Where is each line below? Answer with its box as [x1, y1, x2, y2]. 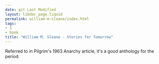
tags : [5, 21, 16, 26]
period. [5, 53, 20, 59]
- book [5, 30, 19, 35]
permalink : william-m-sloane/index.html [5, 16, 90, 21]
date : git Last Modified [5, 7, 56, 12]
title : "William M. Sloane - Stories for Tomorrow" [5, 35, 113, 40]
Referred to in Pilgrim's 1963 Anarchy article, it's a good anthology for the [5, 48, 154, 54]
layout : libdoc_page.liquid [5, 12, 63, 17]
